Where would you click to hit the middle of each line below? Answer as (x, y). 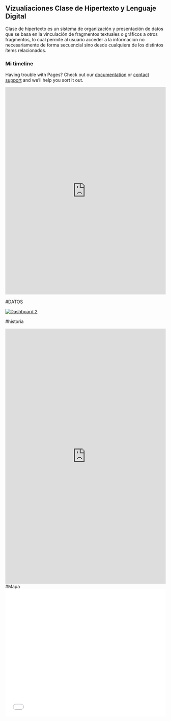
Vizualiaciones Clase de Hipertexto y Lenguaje (81, 8)
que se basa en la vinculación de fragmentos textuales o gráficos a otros (81, 34)
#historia (15, 321)
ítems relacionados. (26, 50)
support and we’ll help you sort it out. (44, 80)
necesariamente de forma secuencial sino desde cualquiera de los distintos (84, 45)
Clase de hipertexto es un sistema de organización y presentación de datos (84, 29)
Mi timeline (19, 63)
